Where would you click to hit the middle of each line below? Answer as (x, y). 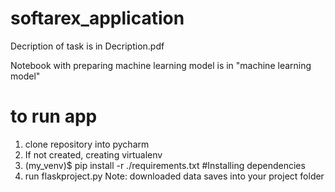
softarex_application (97, 18)
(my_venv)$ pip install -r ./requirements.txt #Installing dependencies (165, 165)
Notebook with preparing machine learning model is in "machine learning (161, 65)
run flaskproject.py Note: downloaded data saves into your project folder (174, 176)
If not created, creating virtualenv (93, 154)
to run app (54, 116)
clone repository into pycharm (87, 144)
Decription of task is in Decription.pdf (87, 46)
